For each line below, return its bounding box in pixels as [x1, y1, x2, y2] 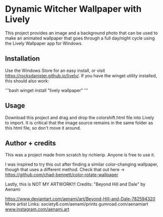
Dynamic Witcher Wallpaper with [5, 3, 142, 15]
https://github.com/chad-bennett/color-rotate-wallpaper [5, 172, 119, 178]
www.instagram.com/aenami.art [5, 206, 70, 212]
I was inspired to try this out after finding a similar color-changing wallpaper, [5, 161, 159, 167]
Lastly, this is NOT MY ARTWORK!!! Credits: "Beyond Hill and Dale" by [5, 181, 145, 187]
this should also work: [5, 78, 49, 84]
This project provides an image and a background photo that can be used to [5, 30, 158, 36]
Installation [5, 55, 40, 63]
